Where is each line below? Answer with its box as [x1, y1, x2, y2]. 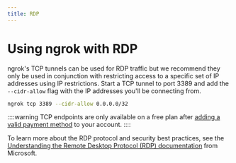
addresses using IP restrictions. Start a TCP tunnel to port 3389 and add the [7, 79, 229, 87]
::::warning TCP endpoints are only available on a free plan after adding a [7, 113, 220, 121]
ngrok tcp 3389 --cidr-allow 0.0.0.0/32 [7, 100, 129, 107]
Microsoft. [7, 149, 38, 157]
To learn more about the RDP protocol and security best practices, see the [7, 134, 225, 143]
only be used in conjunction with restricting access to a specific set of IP [7, 71, 220, 80]
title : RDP [7, 10, 40, 18]
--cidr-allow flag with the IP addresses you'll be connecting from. [7, 86, 202, 95]
